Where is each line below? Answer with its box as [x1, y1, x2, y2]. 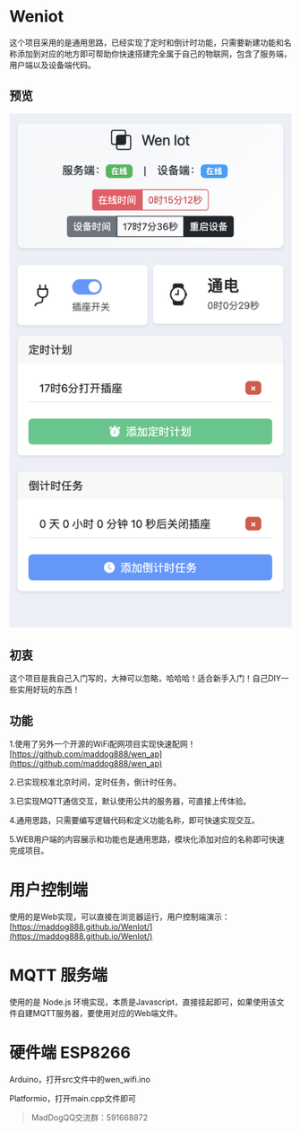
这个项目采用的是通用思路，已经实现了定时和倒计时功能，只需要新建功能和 [9, 37, 284, 48]
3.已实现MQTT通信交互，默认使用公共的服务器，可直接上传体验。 [9, 796, 252, 807]
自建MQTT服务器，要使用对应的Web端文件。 [16, 1007, 183, 1018]
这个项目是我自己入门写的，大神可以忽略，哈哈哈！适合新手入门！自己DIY [9, 673, 282, 684]
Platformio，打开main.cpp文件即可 [9, 1093, 137, 1103]
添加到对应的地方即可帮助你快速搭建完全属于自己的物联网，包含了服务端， [16, 48, 292, 59]
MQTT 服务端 [9, 965, 107, 986]
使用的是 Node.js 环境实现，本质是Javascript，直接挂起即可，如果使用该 [9, 996, 278, 1007]
